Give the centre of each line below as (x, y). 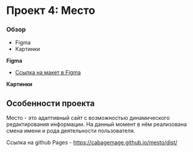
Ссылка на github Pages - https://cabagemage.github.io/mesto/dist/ (92, 142)
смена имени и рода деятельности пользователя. (71, 131)
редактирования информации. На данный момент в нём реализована (97, 124)
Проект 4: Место (51, 11)
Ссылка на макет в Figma (48, 73)
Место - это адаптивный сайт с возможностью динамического (88, 118)
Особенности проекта (51, 103)
